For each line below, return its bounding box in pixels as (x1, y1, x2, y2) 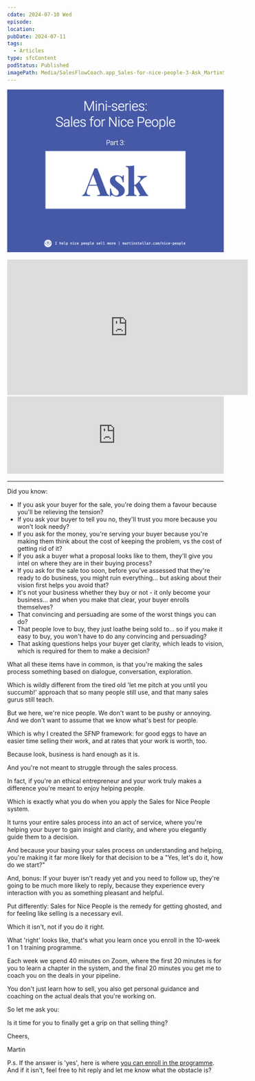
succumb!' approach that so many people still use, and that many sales (7, 688, 208, 696)
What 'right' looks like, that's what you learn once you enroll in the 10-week (7, 936, 221, 944)
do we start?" (7, 861, 45, 869)
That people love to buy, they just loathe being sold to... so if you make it (16, 625, 223, 633)
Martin (7, 1045, 26, 1053)
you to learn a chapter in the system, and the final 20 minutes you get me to (7, 964, 222, 972)
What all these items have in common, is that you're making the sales (7, 660, 203, 668)
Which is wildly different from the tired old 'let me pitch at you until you (7, 680, 208, 689)
